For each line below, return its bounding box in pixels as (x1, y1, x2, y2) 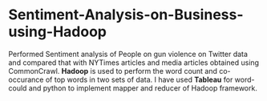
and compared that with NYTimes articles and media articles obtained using (8, 58, 259, 67)
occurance (8, 75, 44, 84)
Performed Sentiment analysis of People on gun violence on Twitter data (8, 49, 249, 59)
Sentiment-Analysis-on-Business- (8, 6, 244, 24)
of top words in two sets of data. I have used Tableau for (45, 75, 233, 84)
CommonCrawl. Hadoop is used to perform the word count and (8, 66, 218, 75)
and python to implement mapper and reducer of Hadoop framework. (28, 83, 258, 93)
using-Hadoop (8, 22, 107, 41)
